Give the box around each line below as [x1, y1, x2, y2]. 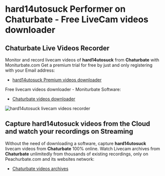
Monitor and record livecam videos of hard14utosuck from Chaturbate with [5, 57, 160, 62]
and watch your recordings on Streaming [5, 127, 133, 136]
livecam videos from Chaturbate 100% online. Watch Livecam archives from [5, 146, 160, 151]
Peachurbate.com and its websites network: [5, 156, 95, 162]
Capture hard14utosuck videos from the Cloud [5, 119, 150, 128]
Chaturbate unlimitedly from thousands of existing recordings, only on [5, 151, 149, 157]
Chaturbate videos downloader [12, 96, 75, 102]
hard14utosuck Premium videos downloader [12, 77, 102, 83]
